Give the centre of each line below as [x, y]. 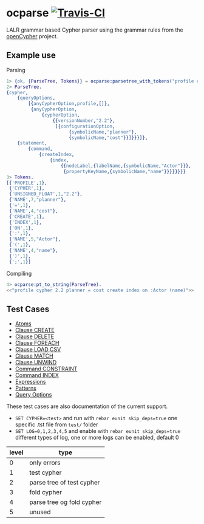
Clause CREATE [35, 330]
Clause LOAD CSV [38, 350]
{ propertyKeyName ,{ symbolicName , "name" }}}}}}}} [125, 171]
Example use [31, 56]
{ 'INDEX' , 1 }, [25, 222]
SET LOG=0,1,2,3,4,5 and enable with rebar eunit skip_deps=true [98, 431]
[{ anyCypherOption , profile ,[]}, [69, 104]
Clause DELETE [35, 336]
